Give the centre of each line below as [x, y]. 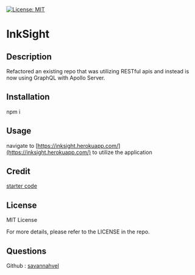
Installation [28, 97]
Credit [18, 171]
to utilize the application [122, 152]
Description [29, 57]
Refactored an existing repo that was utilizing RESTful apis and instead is [98, 71]
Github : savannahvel [33, 266]
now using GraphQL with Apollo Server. [56, 78]
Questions [27, 251]
